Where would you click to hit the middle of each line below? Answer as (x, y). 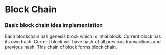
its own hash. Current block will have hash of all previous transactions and (83, 42)
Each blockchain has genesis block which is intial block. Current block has (83, 36)
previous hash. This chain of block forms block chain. (61, 47)
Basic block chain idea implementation (54, 25)
